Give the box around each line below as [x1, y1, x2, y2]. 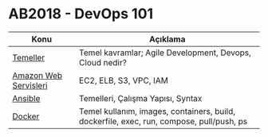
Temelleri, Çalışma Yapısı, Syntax [78, 92, 203, 104]
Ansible [12, 92, 41, 104]
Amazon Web [12, 69, 63, 80]
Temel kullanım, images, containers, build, [78, 105, 236, 116]
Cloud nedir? [78, 57, 128, 68]
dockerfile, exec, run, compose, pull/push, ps [78, 115, 248, 127]
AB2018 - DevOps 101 [8, 5, 154, 23]
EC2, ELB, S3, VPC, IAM [78, 75, 169, 86]
